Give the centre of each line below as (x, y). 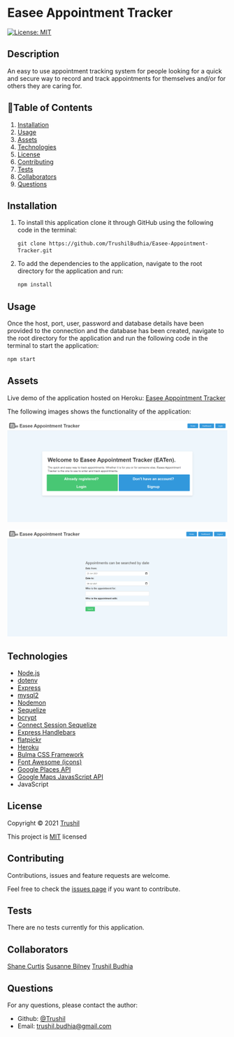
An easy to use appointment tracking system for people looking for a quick (115, 71)
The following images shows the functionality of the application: (99, 411)
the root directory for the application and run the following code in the (108, 338)
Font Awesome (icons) (50, 762)
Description (33, 54)
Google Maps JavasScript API (60, 777)
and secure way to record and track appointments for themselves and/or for (117, 78)
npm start (22, 360)
